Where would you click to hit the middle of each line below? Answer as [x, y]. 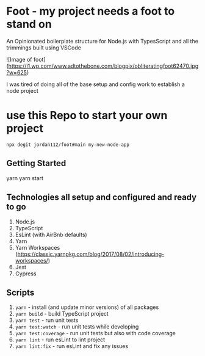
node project [22, 90]
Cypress [26, 274]
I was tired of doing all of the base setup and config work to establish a [95, 84]
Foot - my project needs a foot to [91, 11]
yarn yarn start [25, 178]
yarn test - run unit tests [47, 320]
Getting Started [36, 163]
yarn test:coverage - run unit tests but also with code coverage [95, 333]
